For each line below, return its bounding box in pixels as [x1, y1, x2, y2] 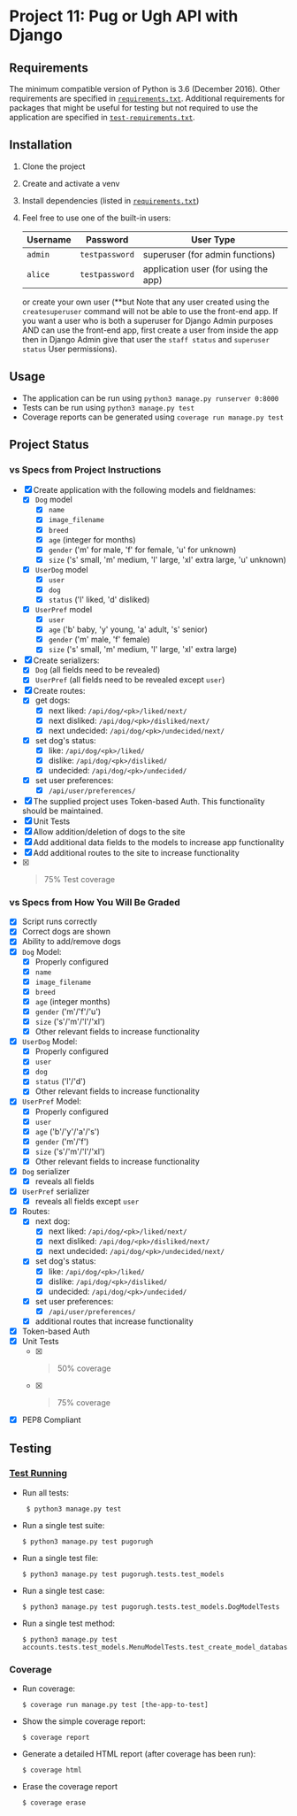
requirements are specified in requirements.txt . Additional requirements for [9, 93, 286, 104]
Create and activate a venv [21, 178, 120, 189]
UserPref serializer [21, 1186, 90, 1197]
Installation [9, 137, 72, 152]
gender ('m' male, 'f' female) [48, 635, 150, 645]
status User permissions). [21, 343, 118, 354]
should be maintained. [21, 805, 103, 816]
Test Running [9, 1467, 68, 1480]
